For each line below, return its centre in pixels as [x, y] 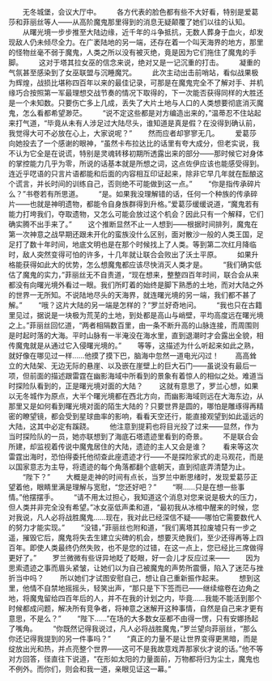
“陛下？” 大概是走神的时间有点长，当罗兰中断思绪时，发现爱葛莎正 [140, 477]
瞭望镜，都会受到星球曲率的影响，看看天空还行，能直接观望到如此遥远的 [143, 416]
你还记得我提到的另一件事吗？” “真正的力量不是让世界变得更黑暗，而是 [133, 639]
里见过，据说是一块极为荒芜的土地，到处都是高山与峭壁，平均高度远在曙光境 [136, 315]
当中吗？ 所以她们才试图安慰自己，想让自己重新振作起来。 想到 [134, 578]
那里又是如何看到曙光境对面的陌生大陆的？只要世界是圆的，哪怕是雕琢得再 [132, 406]
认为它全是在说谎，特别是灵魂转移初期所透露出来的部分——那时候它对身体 [139, 153]
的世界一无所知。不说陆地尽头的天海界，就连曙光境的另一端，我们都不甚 [129, 295]
